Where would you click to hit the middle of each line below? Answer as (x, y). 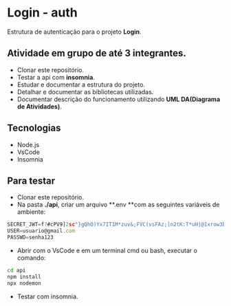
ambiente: (31, 212)
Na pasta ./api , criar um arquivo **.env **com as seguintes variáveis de (118, 205)
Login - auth (42, 13)
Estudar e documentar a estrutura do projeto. (81, 85)
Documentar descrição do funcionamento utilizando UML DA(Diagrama (119, 99)
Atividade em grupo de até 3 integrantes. (97, 53)
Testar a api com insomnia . (56, 77)
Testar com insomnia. (47, 296)
